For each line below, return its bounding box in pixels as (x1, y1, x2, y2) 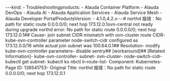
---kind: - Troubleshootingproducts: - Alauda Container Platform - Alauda (5, 5, 159, 10)
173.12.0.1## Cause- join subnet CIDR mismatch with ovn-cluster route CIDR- (5, 32, 165, 38)
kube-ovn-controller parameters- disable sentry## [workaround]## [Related (5, 48, 165, 54)
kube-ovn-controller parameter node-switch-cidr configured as (5, 37, 139, 43)
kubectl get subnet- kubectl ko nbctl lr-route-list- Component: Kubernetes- (5, 59, 162, 64)
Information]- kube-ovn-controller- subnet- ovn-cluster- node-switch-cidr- (5, 53, 162, 59)
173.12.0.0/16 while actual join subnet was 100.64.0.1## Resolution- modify (5, 43, 160, 48)
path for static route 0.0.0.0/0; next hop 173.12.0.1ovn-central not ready (5, 21, 153, 27)
